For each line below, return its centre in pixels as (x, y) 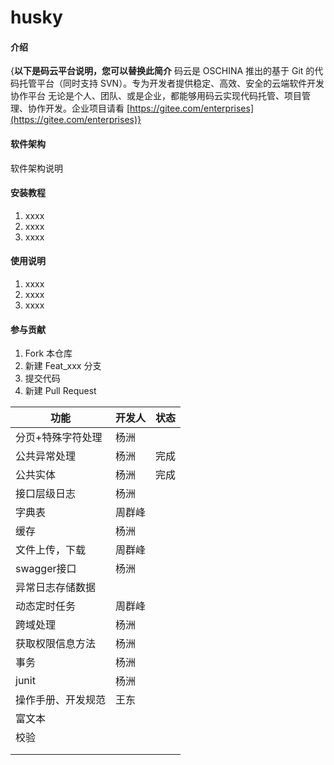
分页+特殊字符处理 (59, 438)
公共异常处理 (46, 456)
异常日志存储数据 (56, 588)
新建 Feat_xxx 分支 (63, 366)
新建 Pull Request (60, 391)
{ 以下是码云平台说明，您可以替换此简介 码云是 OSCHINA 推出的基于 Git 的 (162, 71)
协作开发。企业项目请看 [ (79, 108)
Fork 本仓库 (48, 353)
